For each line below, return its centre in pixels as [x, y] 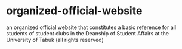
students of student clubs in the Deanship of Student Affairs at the [87, 33]
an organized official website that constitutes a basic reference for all [91, 27]
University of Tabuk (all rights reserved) [55, 40]
